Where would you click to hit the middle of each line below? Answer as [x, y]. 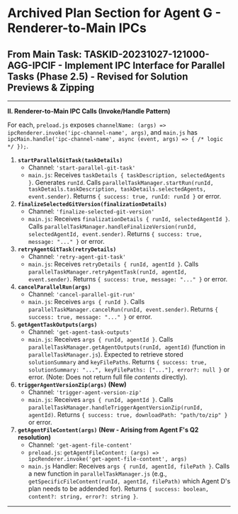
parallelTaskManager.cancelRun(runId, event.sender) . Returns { [123, 309]
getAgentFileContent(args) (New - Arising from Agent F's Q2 [108, 430]
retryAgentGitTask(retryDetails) [67, 250]
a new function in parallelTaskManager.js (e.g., [98, 474]
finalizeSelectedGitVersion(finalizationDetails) [92, 204]
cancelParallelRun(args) [54, 287]
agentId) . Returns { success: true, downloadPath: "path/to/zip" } [128, 415]
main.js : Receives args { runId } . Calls [86, 302]
